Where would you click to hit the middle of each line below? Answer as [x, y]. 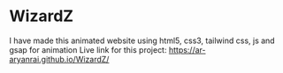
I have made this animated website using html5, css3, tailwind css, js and [142, 40]
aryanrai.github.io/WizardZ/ [59, 59]
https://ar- [187, 49]
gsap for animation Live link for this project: [88, 49]
